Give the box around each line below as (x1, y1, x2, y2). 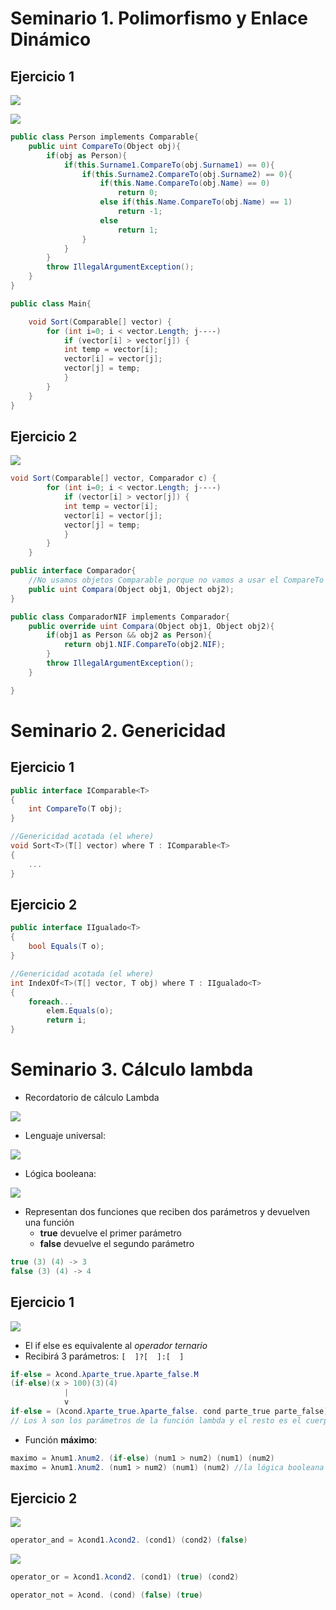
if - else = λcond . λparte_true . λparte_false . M (10, 1369, 199, 1379)
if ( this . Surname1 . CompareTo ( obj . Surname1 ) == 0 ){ (63, 160, 275, 170)
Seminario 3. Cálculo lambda (10, 1058, 254, 1081)
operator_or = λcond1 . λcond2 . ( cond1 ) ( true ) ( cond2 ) (10, 1572, 240, 1582)
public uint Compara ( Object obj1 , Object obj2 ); (28, 584, 235, 594)
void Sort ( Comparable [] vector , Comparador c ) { (10, 473, 217, 484)
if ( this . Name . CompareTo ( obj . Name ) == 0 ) (99, 178, 271, 189)
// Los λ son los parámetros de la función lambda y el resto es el (10, 1415, 302, 1426)
